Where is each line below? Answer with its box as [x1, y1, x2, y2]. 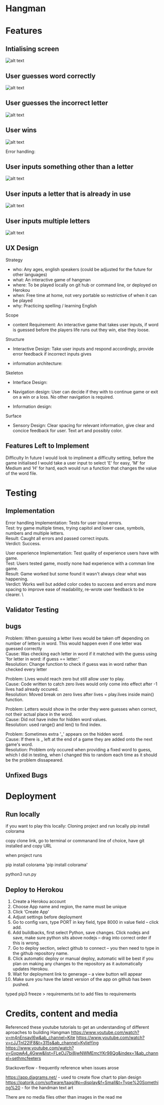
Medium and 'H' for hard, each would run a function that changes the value [5, 465, 157, 471]
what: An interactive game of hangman [12, 276, 91, 282]
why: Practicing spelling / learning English [12, 302, 97, 308]
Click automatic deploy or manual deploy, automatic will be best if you [12, 956, 154, 961]
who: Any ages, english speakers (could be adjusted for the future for [12, 266, 153, 272]
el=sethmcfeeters [5, 1056, 41, 1062]
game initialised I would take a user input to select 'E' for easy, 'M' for [5, 460, 145, 466]
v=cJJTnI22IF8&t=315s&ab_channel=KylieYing [5, 1040, 99, 1046]
